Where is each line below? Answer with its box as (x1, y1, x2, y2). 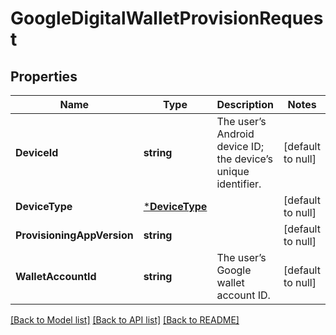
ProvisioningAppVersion (15, 228, 134, 242)
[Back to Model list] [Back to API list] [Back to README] (10, 314, 240, 326)
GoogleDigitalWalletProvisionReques (10, 7, 324, 30)
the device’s (216, 152, 273, 166)
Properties (10, 68, 78, 85)
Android (216, 127, 255, 141)
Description (216, 98, 274, 111)
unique (216, 165, 250, 178)
